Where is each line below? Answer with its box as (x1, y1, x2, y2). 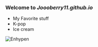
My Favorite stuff (12, 16, 49, 22)
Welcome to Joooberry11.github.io (5, 4, 93, 11)
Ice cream (12, 26, 34, 32)
